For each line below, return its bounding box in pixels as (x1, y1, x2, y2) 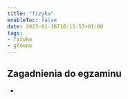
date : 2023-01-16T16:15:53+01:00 (7, 23, 104, 30)
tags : (7, 29, 23, 37)
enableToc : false (7, 17, 57, 24)
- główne (7, 42, 33, 49)
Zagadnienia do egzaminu (7, 68, 122, 80)
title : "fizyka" (7, 10, 54, 17)
